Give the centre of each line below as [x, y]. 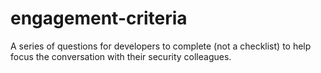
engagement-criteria [99, 18]
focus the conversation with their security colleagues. [121, 56]
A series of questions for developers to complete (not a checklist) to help [161, 46]
